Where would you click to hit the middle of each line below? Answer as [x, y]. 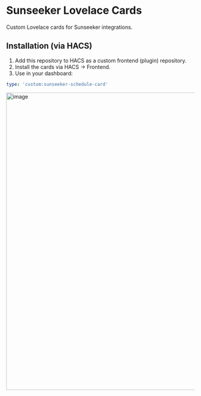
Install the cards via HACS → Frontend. [63, 67]
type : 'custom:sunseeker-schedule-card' [57, 84]
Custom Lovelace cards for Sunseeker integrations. [69, 27]
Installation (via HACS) [49, 46]
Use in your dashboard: [44, 73]
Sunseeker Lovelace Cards [74, 11]
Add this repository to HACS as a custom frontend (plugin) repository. [100, 60]
